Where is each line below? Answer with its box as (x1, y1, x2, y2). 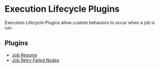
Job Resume (11, 52, 37, 58)
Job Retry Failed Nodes (11, 57, 59, 63)
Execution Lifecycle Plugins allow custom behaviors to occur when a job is (4, 20, 155, 25)
